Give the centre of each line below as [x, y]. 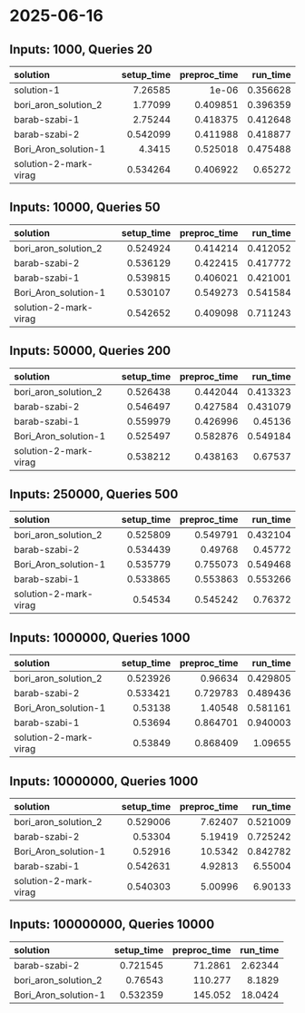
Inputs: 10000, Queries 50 [85, 207]
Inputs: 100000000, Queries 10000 [112, 924]
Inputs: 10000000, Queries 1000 [104, 781]
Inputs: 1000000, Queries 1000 [100, 638]
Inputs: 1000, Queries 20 [81, 49]
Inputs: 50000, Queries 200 [90, 351]
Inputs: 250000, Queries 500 [94, 494]
